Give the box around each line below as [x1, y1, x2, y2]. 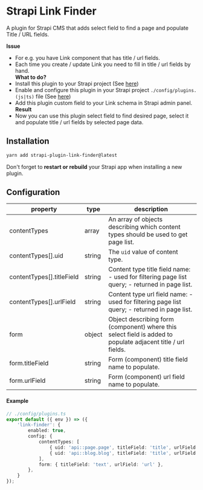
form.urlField [9, 377, 46, 385]
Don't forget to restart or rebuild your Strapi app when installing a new [6, 163, 182, 170]
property [31, 205, 57, 213]
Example [6, 397, 29, 405]
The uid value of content [108, 248, 178, 256]
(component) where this [108, 323, 177, 331]
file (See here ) [35, 93, 71, 100]
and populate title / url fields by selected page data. [14, 118, 144, 125]
